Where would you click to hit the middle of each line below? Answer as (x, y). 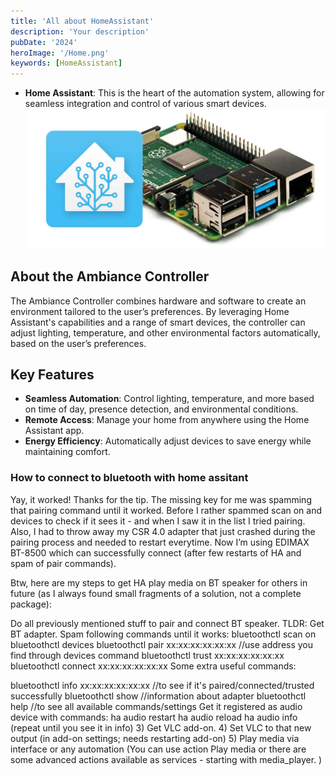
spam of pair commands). (63, 563)
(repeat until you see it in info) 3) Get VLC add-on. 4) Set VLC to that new (161, 727)
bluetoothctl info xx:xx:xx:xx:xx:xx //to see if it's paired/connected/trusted (162, 685)
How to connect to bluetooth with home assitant (129, 478)
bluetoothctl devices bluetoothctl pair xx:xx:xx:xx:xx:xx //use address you (162, 644)
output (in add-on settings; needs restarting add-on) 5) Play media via (155, 738)
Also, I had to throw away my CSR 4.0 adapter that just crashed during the (163, 531)
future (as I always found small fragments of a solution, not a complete (156, 593)
